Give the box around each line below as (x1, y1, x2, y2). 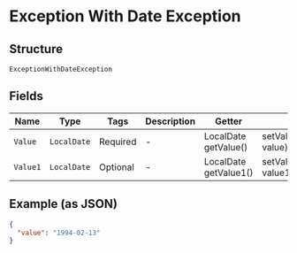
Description (145, 115, 196, 127)
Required (98, 135, 137, 148)
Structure (9, 42, 64, 57)
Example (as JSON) (9, 196, 118, 211)
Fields (9, 88, 44, 103)
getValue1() (203, 166, 254, 179)
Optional (98, 161, 134, 173)
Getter (215, 115, 243, 127)
